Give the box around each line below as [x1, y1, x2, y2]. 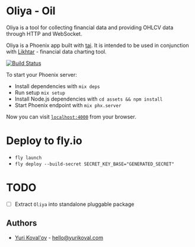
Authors [6, 218, 37, 229]
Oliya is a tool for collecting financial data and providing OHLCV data [6, 24, 174, 31]
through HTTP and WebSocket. [6, 30, 82, 37]
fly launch [14, 155, 42, 161]
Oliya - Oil [6, 4, 56, 18]
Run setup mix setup [14, 89, 65, 96]
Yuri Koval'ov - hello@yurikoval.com [14, 234, 104, 241]
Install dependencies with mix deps [14, 82, 100, 90]
